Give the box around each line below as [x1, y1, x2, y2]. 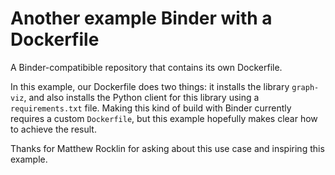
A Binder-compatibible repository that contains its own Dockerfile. [10, 61, 283, 73]
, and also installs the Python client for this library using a [23, 91, 260, 103]
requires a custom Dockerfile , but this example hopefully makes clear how [10, 112, 318, 124]
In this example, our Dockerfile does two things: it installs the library [10, 80, 290, 92]
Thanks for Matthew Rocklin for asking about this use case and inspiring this [10, 142, 325, 154]
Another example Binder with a [10, 7, 273, 30]
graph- [291, 82, 320, 92]
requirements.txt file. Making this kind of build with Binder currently [10, 102, 292, 114]
